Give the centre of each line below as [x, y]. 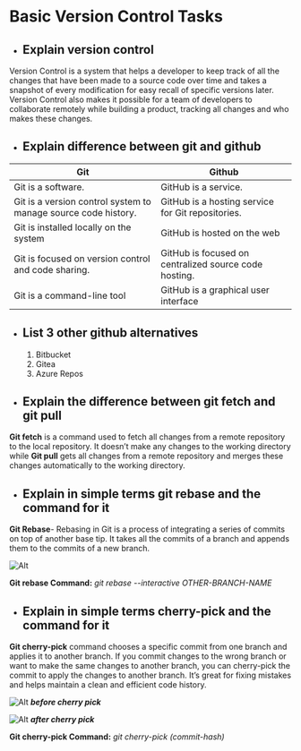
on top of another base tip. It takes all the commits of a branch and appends [149, 539]
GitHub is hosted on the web [220, 233]
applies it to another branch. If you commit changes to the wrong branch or [148, 656]
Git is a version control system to [83, 201]
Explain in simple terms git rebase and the [142, 494]
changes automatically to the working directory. [97, 465]
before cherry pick [65, 702]
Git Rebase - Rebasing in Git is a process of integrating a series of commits [147, 529]
